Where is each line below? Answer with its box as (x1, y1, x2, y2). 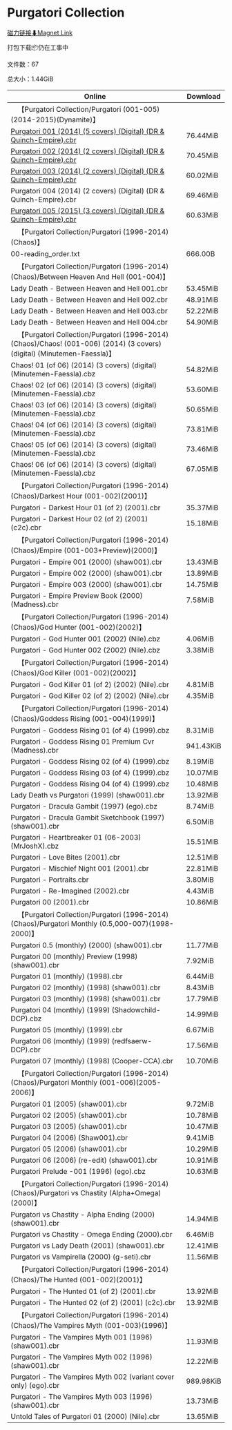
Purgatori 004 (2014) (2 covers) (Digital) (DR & (10, 186, 165, 195)
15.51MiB (186, 837, 219, 847)
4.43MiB (186, 886, 214, 896)
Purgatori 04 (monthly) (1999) (10, 1005, 110, 1014)
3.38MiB (186, 645, 214, 655)
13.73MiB (186, 1396, 219, 1406)
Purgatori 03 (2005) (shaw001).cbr (10, 1121, 128, 1131)
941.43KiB (186, 741, 222, 751)
